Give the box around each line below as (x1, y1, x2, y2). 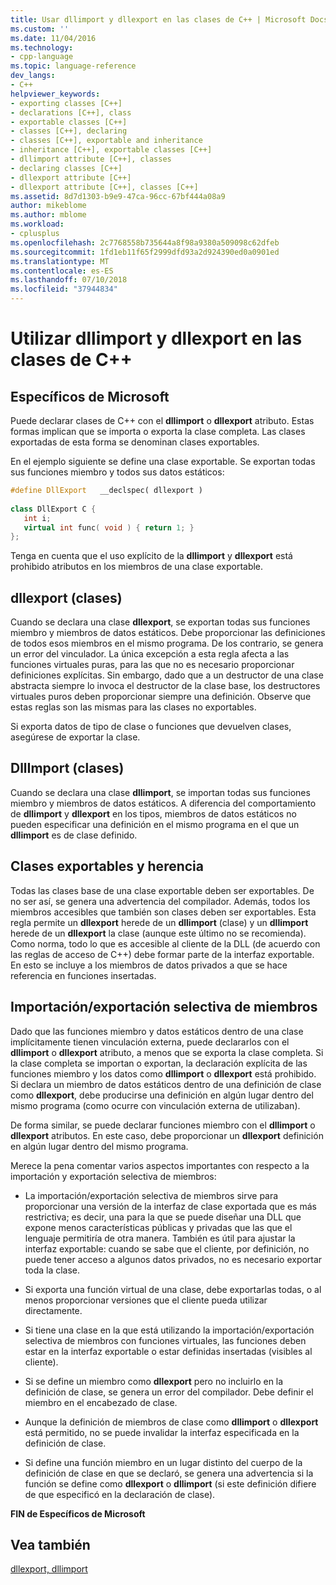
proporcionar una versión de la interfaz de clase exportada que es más (24, 1200, 317, 1212)
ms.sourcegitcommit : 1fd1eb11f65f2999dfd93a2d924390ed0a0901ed (10, 247, 280, 257)
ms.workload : (10, 219, 65, 230)
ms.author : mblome (10, 210, 87, 220)
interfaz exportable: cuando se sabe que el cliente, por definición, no (24, 1242, 310, 1255)
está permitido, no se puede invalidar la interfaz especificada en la (24, 1426, 300, 1438)
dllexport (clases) (10, 589, 123, 606)
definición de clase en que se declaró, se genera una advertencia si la (24, 1467, 314, 1479)
